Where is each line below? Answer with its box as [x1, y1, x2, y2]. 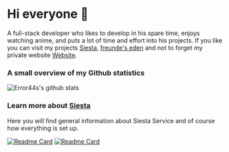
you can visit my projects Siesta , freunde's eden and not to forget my [7, 43, 203, 52]
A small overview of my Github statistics [7, 68, 145, 78]
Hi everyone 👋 [7, 6, 89, 22]
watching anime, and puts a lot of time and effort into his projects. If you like [7, 36, 223, 44]
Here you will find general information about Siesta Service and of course [7, 116, 215, 124]
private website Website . [7, 51, 78, 59]
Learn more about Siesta [7, 101, 91, 111]
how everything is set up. [7, 124, 79, 132]
